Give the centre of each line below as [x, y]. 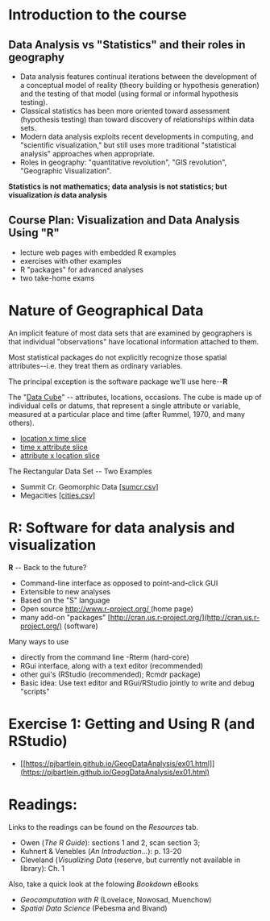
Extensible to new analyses [65, 591]
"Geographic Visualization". [66, 171]
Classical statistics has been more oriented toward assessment [125, 111]
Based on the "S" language [65, 600]
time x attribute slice [54, 447]
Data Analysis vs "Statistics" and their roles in [127, 45]
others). [21, 423]
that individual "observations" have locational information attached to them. [134, 341]
